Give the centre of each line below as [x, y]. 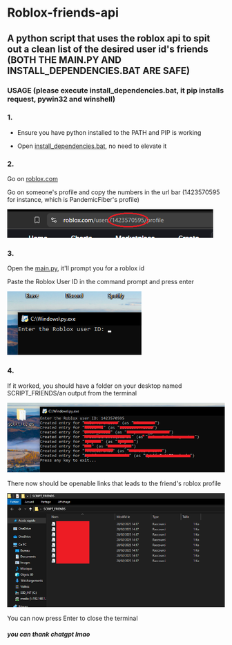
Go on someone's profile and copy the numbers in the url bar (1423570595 [114, 192]
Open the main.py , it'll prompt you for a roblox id [76, 268]
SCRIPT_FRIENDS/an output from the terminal [72, 393]
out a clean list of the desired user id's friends [108, 49]
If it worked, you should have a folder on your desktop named [95, 386]
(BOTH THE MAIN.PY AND [65, 60]
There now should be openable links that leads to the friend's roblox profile [114, 484]
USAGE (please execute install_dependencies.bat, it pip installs [116, 90]
